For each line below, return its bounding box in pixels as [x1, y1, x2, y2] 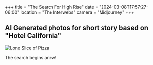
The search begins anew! [5, 54, 57, 60]
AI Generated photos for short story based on [5, 24, 149, 32]
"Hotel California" [5, 32, 62, 40]
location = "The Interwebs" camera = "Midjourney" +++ [20, 9, 135, 15]
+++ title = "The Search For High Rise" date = [5, 4, 98, 10]
